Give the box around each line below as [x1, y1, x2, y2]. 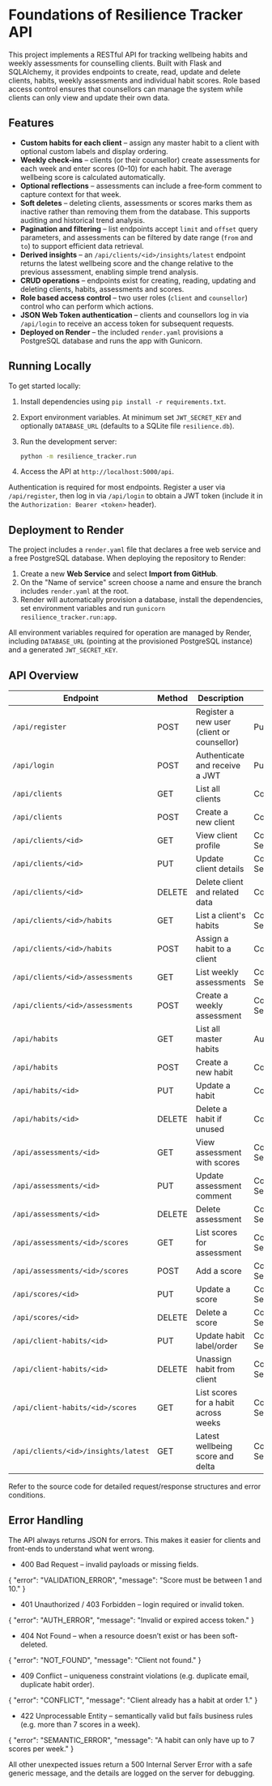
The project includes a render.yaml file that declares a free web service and [8, 545, 261, 554]
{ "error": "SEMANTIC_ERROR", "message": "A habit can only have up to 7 [8, 1735, 255, 1745]
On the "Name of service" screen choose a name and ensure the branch [19, 578, 262, 587]
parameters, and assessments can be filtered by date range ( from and [19, 233, 253, 242]
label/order [195, 1340, 238, 1352]
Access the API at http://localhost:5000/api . [19, 467, 174, 476]
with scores [195, 1157, 240, 1169]
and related [195, 887, 239, 898]
